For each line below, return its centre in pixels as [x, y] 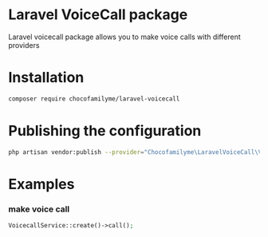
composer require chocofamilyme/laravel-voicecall [94, 99]
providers [24, 45]
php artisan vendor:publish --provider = [77, 152]
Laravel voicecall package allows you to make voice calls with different [124, 37]
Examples [41, 184]
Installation [46, 78]
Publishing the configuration [105, 130]
